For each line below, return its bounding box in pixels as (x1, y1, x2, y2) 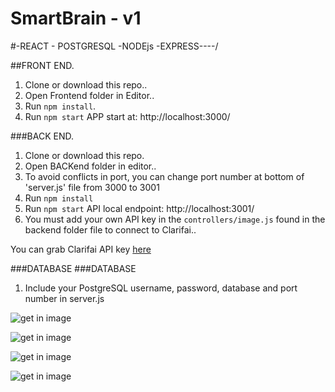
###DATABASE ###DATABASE (10, 262, 137, 274)
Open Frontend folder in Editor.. (24, 89, 155, 101)
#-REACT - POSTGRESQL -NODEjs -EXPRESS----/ (10, 40, 219, 52)
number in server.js (24, 292, 105, 304)
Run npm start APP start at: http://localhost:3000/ (24, 110, 231, 122)
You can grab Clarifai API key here (10, 243, 152, 255)
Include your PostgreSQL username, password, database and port (24, 282, 298, 294)
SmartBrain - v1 (10, 7, 142, 30)
